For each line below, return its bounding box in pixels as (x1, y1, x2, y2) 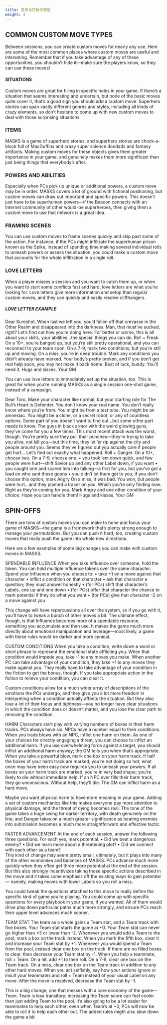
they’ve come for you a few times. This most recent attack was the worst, (5, 428, 156, 434)
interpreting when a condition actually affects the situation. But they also (5, 695, 154, 701)
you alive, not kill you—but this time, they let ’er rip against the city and (5, 438, 151, 445)
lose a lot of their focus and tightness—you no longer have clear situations (5, 701, 158, 707)
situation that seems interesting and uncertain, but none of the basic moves (5, 93, 161, 99)
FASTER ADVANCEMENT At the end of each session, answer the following (5, 831, 158, 837)
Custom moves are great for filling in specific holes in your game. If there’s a (5, 87, 162, 93)
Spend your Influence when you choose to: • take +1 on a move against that (5, 571, 161, 577)
